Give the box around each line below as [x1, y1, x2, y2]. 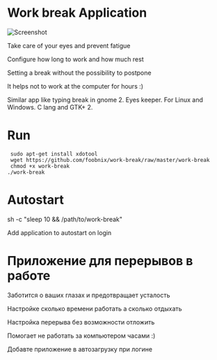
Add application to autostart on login [7, 228, 112, 237]
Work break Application [7, 5, 147, 21]
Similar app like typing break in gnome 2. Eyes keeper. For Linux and [7, 96, 204, 104]
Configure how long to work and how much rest [7, 54, 144, 63]
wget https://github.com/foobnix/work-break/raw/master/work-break [10, 156, 210, 163]
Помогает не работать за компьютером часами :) [7, 331, 156, 340]
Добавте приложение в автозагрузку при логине [7, 345, 153, 353]
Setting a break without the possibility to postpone [7, 68, 152, 77]
